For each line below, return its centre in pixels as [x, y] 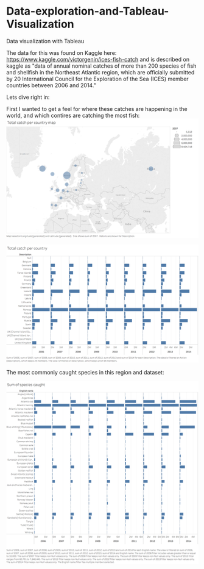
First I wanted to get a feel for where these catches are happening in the [97, 109]
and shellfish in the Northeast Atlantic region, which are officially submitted [100, 72]
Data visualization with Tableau [45, 41]
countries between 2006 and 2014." [51, 85]
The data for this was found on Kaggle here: [62, 52]
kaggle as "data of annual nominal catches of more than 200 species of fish [101, 66]
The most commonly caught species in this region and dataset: [85, 372]
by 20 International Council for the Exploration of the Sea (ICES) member [97, 79]
